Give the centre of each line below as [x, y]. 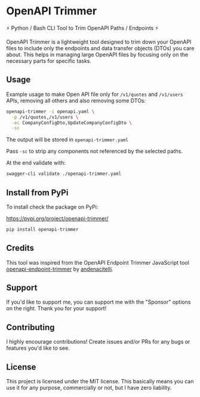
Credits [20, 248]
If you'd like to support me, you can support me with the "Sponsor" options [99, 302]
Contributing [30, 327]
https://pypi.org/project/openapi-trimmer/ [57, 218]
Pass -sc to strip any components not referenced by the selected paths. [95, 151]
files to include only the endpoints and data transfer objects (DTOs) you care [100, 48]
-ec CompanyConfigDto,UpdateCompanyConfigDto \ [72, 123]
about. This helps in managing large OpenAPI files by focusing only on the [97, 54]
